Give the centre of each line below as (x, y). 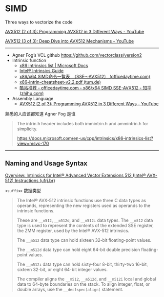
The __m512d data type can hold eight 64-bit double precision (78, 250)
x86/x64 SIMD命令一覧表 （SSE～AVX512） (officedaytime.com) (85, 76)
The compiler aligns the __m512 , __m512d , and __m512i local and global (86, 279)
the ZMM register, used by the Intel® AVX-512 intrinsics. (73, 230)
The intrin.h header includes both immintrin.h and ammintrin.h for (82, 123)
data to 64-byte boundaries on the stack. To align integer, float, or (83, 284)
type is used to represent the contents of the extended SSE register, (85, 225)
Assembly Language (33, 98)
